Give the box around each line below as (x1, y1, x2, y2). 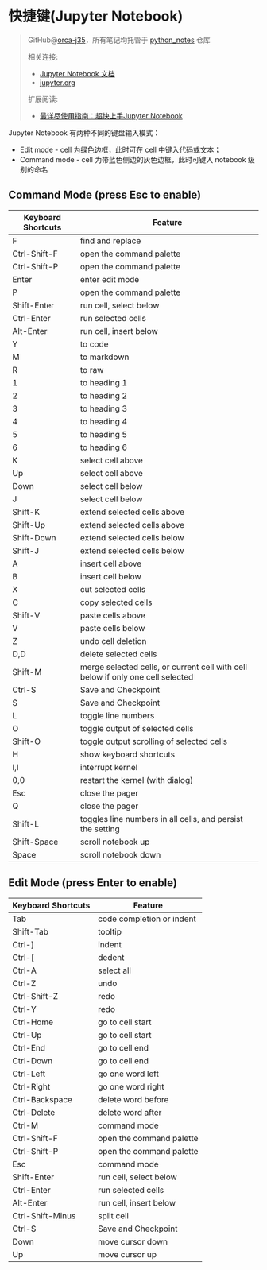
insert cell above (79, 558, 142, 569)
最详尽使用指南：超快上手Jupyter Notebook (39, 110, 183, 120)
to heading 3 (79, 403, 128, 414)
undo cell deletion (79, 635, 147, 646)
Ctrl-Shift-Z (12, 990, 59, 1001)
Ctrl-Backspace (12, 1094, 73, 1105)
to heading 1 (79, 377, 128, 388)
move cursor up (98, 1249, 157, 1260)
